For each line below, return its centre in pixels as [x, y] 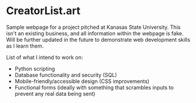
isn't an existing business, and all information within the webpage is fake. [95, 33]
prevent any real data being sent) [55, 94]
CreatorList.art [43, 11]
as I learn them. [25, 46]
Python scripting [35, 68]
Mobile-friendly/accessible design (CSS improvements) [82, 81]
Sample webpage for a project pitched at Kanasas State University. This [94, 27]
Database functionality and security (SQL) [66, 75]
